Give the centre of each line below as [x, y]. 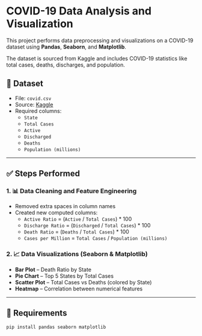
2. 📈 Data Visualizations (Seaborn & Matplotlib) [77, 254]
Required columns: [38, 111]
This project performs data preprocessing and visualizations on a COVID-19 [100, 40]
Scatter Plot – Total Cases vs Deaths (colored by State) [83, 282]
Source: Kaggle [34, 104]
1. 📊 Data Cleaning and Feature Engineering [72, 191]
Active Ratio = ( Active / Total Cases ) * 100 [78, 219]
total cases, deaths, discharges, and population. [66, 65]
